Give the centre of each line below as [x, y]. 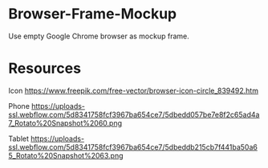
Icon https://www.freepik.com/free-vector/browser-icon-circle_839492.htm [134, 90]
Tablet [19, 138]
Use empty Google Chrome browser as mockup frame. [99, 36]
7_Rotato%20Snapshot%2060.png [65, 123]
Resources [45, 68]
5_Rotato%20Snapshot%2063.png [66, 155]
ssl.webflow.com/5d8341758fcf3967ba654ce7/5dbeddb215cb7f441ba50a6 [133, 147]
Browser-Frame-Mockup [93, 14]
